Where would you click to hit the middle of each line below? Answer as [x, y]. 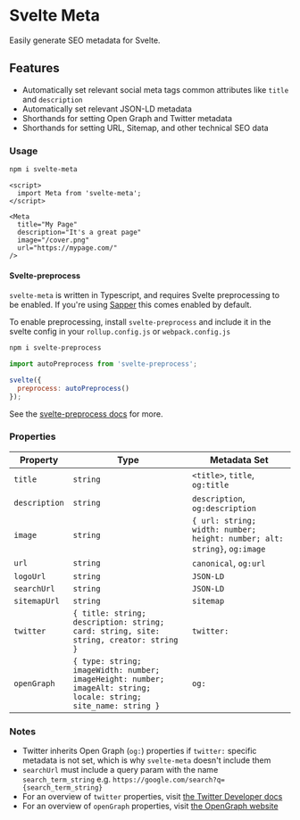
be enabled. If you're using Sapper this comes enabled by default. [131, 305]
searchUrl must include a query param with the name [120, 770]
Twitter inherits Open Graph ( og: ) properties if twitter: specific [139, 751]
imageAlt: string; [112, 687]
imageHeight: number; [119, 679]
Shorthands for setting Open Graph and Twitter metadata [127, 118]
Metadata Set [239, 460]
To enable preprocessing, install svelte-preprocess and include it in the [140, 322]
